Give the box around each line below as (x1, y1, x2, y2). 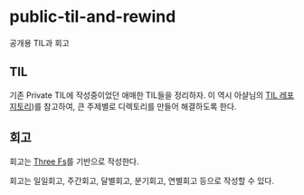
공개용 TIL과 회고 (9, 37, 70, 48)
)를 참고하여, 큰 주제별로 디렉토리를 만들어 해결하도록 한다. (31, 101, 237, 112)
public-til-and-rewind (9, 6, 176, 27)
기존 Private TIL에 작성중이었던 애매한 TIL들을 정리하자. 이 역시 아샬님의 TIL (9, 89, 278, 101)
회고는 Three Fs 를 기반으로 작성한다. (9, 156, 139, 167)
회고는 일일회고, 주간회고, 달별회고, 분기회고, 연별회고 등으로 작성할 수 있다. (9, 175, 274, 186)
